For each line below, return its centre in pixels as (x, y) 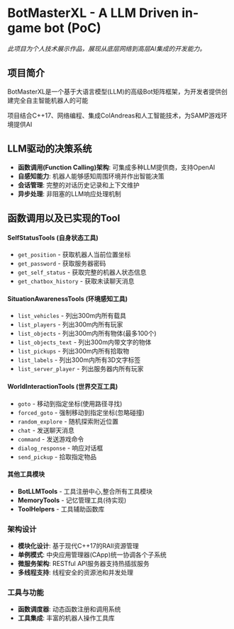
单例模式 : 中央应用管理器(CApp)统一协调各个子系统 (92, 555)
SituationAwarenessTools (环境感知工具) (67, 298)
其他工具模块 (26, 474)
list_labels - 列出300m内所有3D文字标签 (79, 360)
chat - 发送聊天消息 (46, 430)
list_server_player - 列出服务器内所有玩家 (80, 369)
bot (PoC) (72, 28)
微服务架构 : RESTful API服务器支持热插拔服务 (84, 564)
